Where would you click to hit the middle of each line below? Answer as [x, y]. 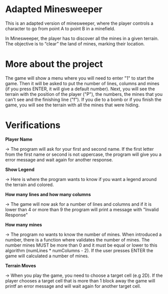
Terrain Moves [21, 265]
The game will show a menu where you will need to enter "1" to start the [80, 78]
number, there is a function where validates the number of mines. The [77, 240]
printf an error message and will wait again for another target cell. [73, 286]
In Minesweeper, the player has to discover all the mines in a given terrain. [82, 38]
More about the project [54, 64]
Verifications [33, 125]
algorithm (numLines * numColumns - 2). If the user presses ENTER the [79, 250]
